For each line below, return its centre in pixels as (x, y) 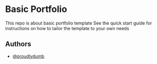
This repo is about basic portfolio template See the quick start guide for (79, 23)
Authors (18, 44)
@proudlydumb (28, 56)
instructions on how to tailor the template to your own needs (67, 28)
